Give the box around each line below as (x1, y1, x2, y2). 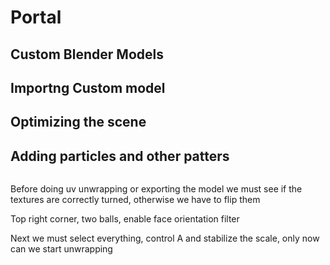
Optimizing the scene (10, 114, 147, 131)
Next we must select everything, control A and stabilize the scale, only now (10, 232, 320, 245)
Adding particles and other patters (10, 147, 230, 165)
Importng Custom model (10, 79, 166, 96)
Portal (10, 6, 62, 29)
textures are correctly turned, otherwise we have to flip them (10, 194, 261, 206)
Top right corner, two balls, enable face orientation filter (10, 213, 240, 225)
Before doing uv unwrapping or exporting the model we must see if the (10, 183, 303, 195)
